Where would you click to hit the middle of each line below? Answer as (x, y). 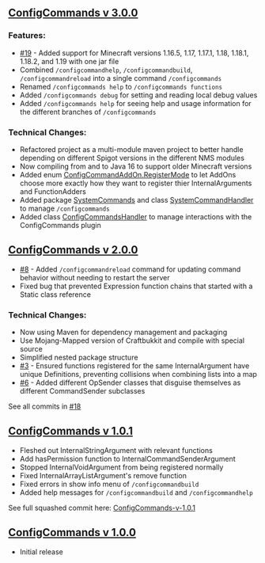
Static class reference (55, 294)
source (31, 349)
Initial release (41, 552)
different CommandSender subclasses (82, 391)
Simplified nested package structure (79, 358)
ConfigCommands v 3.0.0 (73, 13)
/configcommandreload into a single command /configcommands (121, 78)
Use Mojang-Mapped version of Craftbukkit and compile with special (132, 340)
